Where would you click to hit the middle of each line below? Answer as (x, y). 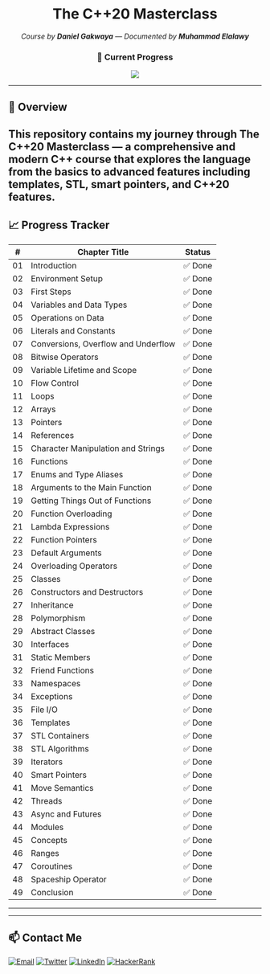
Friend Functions (63, 670)
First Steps (51, 292)
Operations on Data (67, 317)
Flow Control (55, 383)
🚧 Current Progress (135, 57)
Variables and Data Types (79, 305)
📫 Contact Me (45, 938)
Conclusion (52, 892)
